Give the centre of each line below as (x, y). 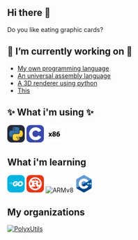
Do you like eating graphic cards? (55, 29)
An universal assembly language (64, 75)
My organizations (46, 212)
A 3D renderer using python (57, 83)
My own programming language (63, 68)
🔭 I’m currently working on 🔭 (70, 52)
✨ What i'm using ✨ (51, 112)
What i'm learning (47, 162)
